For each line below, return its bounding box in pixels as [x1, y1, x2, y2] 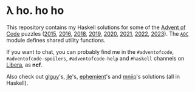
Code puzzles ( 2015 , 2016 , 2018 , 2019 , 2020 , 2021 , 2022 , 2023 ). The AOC [6, 30, 189, 37]
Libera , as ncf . [6, 61, 43, 68]
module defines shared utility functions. [6, 36, 106, 44]
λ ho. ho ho [6, 4, 64, 18]
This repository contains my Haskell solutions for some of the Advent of [6, 24, 186, 31]
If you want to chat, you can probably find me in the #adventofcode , [6, 48, 174, 55]
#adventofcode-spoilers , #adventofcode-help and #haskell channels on [6, 54, 185, 62]
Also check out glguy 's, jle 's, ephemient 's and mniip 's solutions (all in [6, 73, 180, 80]
